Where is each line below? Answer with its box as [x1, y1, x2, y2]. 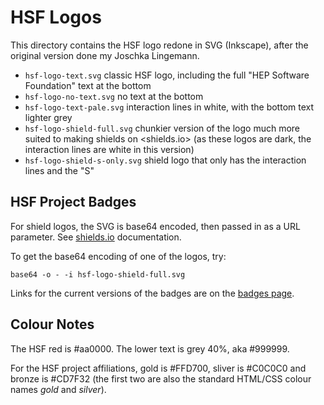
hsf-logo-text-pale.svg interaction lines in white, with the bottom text [24, 101, 315, 113]
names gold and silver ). [10, 383, 107, 395]
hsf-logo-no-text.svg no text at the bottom [24, 90, 204, 102]
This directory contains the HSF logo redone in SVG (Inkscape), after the [10, 39, 309, 51]
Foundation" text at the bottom [24, 79, 152, 91]
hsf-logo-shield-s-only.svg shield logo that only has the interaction [24, 154, 307, 166]
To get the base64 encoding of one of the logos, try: [10, 250, 227, 262]
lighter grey [24, 111, 73, 123]
